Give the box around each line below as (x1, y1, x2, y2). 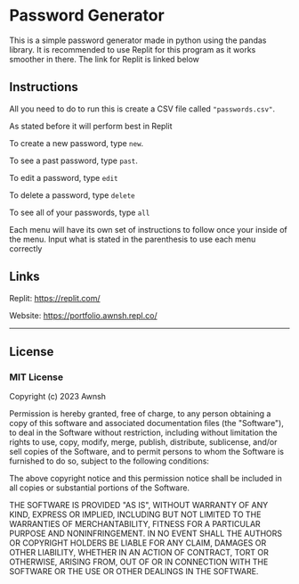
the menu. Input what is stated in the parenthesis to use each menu (9, 234, 256, 244)
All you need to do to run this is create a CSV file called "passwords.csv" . (9, 103, 276, 114)
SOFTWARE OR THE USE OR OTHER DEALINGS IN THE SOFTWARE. (9, 566, 259, 577)
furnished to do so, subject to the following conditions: (9, 456, 209, 466)
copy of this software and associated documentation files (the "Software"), (9, 418, 285, 429)
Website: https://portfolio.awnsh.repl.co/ (9, 309, 158, 321)
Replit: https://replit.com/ (9, 292, 101, 303)
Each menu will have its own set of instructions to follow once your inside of (9, 224, 287, 234)
